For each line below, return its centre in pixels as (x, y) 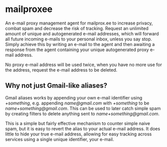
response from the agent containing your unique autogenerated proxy (77, 49)
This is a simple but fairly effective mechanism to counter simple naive (78, 123)
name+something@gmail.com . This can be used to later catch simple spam (83, 108)
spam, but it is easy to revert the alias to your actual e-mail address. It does (83, 128)
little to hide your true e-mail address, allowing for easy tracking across (78, 134)
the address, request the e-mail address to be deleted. (61, 70)
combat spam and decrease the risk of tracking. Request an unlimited (77, 28)
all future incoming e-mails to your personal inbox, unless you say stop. (79, 39)
